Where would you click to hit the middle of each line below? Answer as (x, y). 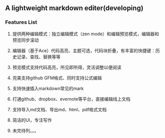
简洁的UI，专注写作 (32, 120)
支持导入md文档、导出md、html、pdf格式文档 (59, 109)
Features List (21, 22)
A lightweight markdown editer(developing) (74, 8)
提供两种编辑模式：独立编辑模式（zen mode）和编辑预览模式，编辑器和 (86, 34)
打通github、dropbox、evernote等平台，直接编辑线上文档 (71, 99)
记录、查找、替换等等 (39, 57)
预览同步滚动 (25, 40)
